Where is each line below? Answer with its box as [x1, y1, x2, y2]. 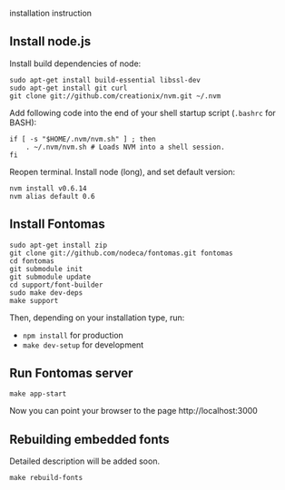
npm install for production [22, 329, 124, 340]
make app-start [9, 389, 67, 398]
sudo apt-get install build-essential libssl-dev [9, 75, 201, 84]
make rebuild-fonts [9, 474, 84, 483]
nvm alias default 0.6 [9, 191, 95, 201]
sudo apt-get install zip [9, 240, 107, 250]
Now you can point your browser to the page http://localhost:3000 [9, 406, 259, 416]
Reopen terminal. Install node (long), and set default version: [9, 166, 236, 177]
